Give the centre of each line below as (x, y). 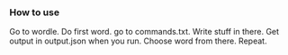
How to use (35, 12)
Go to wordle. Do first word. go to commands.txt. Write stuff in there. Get (144, 32)
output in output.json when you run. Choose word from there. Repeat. (138, 41)
